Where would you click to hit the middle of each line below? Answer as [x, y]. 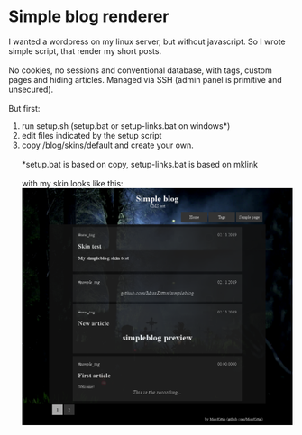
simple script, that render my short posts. [85, 50]
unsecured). [31, 89]
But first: [24, 108]
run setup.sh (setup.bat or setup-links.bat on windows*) [126, 126]
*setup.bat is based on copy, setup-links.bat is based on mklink [140, 164]
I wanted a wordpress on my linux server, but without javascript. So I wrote [147, 41]
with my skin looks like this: [72, 183]
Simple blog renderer [89, 17]
